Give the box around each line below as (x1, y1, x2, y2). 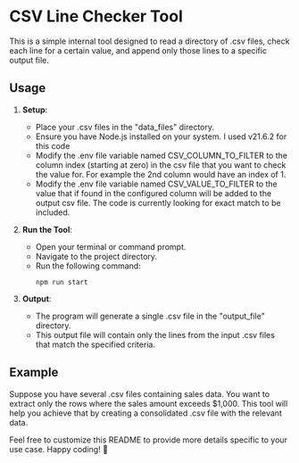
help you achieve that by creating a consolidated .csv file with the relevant (9, 408, 283, 418)
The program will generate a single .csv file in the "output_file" (35, 310, 265, 321)
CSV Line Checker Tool (9, 6, 183, 27)
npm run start (35, 277, 88, 286)
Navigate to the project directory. (35, 251, 158, 261)
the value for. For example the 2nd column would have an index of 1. (35, 169, 287, 179)
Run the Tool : (21, 224, 73, 235)
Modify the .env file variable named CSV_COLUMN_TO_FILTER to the (35, 150, 288, 161)
